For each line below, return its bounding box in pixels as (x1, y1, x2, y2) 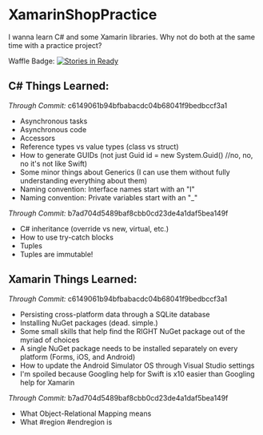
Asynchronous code (19, 124, 87, 134)
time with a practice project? (8, 40, 102, 50)
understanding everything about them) (19, 175, 148, 185)
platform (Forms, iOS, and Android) (19, 352, 136, 361)
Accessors (19, 133, 56, 143)
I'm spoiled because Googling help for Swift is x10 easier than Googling (19, 369, 255, 378)
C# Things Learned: (8, 79, 110, 93)
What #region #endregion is (19, 417, 113, 426)
